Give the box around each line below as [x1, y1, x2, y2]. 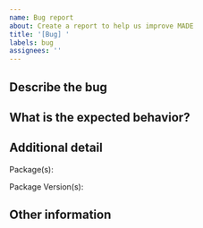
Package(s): [9, 164, 54, 174]
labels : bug [9, 38, 54, 47]
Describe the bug [9, 80, 107, 95]
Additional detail [9, 140, 103, 156]
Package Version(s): [9, 181, 84, 192]
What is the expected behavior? [9, 109, 190, 125]
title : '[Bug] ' [9, 30, 70, 38]
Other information [9, 207, 112, 223]
